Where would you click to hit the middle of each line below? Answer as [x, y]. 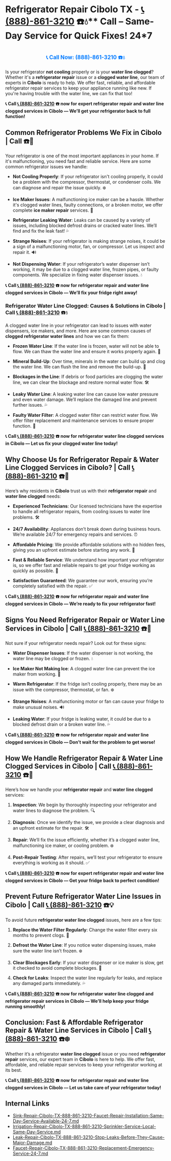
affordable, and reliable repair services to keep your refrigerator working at [84, 1064]
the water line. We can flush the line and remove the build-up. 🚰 [79, 367]
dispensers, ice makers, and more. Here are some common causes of [78, 331]
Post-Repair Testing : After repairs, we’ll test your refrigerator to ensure [88, 857]
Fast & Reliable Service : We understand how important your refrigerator [88, 560]
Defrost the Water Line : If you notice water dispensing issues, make [84, 945]
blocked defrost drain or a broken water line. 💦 [61, 724]
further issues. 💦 [30, 405]
